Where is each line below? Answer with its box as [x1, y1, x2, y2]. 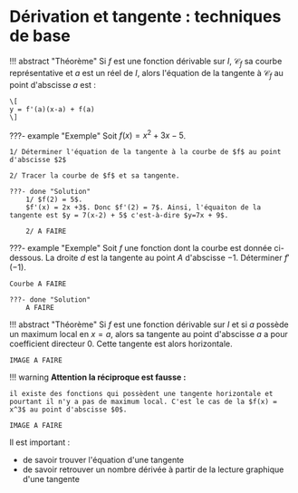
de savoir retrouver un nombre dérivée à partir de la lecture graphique [22, 464, 284, 475]
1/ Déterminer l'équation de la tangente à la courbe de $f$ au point [9, 148, 282, 157]
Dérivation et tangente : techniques [9, 6, 282, 27]
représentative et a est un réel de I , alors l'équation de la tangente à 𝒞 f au [9, 67, 284, 81]
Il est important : [9, 437, 71, 448]
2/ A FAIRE [25, 227, 67, 237]
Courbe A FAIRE [9, 279, 67, 289]
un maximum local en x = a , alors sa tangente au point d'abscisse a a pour [9, 329, 288, 340]
